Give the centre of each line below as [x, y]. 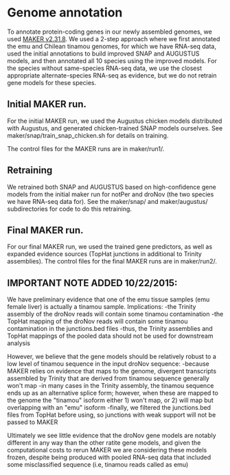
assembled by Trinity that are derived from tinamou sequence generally [108, 378]
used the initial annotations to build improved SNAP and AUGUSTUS [104, 54]
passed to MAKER [33, 422]
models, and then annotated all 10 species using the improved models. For [112, 60]
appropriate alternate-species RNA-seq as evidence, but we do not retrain [112, 75]
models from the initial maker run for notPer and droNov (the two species [111, 194]
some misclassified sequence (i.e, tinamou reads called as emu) [98, 465]
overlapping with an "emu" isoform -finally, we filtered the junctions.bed [109, 408]
